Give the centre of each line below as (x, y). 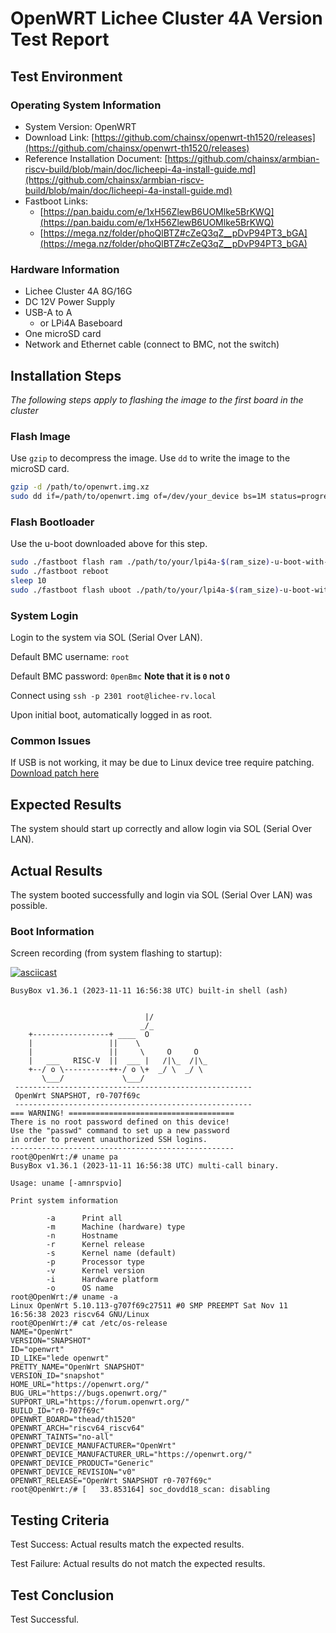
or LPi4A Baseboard (81, 323)
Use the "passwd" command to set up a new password (120, 1131)
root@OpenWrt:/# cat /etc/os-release (89, 1323)
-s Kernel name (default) (111, 1253)
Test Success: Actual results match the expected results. (127, 1544)
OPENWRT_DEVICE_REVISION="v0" (73, 1472)
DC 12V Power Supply (70, 302)
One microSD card (63, 334)
